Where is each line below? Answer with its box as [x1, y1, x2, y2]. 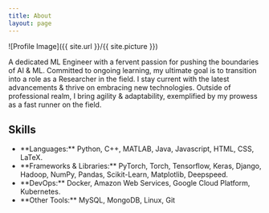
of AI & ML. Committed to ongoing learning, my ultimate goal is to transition [8, 65, 257, 75]
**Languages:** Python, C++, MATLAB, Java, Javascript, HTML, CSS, [19, 144, 255, 154]
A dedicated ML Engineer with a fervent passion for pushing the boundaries [8, 57, 259, 67]
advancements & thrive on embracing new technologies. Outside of [8, 82, 231, 92]
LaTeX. [19, 153, 43, 162]
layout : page [8, 19, 52, 27]
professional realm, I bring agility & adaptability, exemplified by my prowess [8, 91, 259, 100]
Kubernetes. [19, 186, 61, 197]
